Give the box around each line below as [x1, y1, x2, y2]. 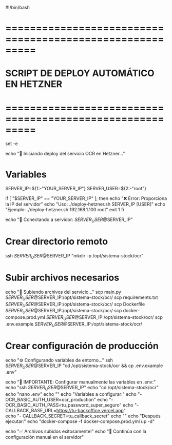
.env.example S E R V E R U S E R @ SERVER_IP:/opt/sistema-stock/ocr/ [5, 320, 143, 328]
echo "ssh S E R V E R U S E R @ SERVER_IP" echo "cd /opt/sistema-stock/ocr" [5, 385, 159, 392]
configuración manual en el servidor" [5, 434, 84, 440]
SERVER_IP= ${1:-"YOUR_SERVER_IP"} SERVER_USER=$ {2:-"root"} [5, 186, 147, 192]
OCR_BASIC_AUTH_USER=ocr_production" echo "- [5, 397, 113, 403]
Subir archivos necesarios [5, 272, 120, 284]
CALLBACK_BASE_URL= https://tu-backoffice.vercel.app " [5, 408, 126, 414]
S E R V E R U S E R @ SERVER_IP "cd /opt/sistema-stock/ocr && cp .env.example [5, 362, 163, 370]
